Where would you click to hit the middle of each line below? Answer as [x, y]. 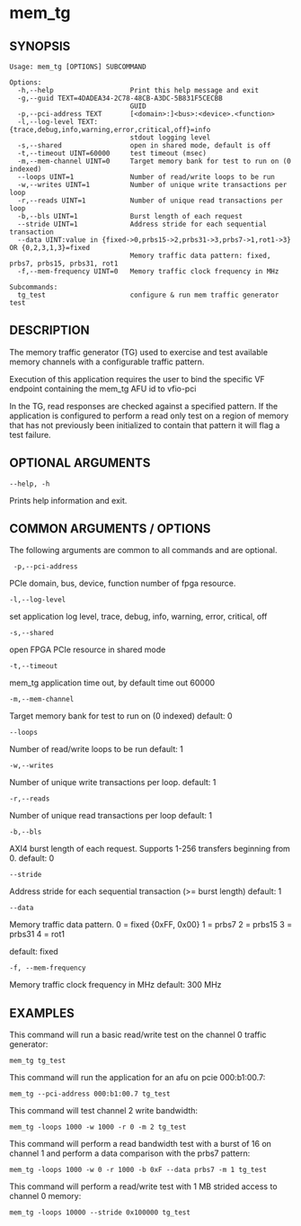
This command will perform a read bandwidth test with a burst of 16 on [141, 1144]
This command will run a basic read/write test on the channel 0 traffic [138, 1035]
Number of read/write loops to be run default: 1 [97, 749]
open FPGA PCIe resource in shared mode [88, 649]
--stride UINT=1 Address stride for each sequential [142, 224]
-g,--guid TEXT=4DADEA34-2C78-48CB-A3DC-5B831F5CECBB [120, 98]
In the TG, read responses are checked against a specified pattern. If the [144, 406]
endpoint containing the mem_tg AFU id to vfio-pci [103, 389]
